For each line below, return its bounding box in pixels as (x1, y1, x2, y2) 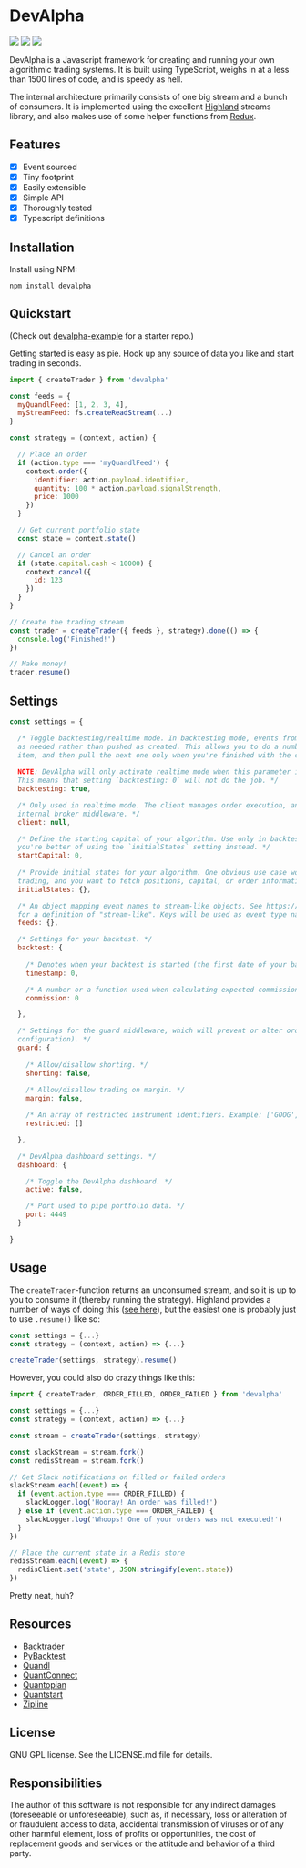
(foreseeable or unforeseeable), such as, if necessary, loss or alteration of (9, 1809, 288, 1821)
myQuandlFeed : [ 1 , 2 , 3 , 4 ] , (17, 400, 128, 410)
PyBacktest (22, 1650, 66, 1661)
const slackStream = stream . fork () (9, 1447, 145, 1457)
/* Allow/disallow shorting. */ (25, 1060, 148, 1070)
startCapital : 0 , (17, 851, 84, 860)
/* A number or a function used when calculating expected (25, 985, 255, 994)
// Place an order (17, 450, 88, 459)
